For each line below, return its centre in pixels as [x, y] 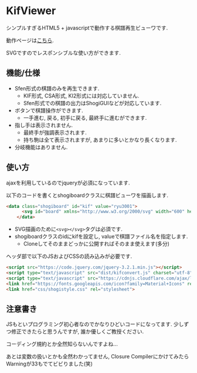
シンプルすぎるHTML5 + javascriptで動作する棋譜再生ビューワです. [87, 28]
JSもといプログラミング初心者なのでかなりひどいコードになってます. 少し [95, 324]
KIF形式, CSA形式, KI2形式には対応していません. [81, 96]
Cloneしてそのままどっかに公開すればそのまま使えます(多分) [96, 244]
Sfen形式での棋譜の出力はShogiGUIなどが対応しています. [92, 103]
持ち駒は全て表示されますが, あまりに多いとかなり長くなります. [100, 140]
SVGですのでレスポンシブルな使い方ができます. [64, 53]
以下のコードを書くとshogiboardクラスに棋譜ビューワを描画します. [87, 195]
